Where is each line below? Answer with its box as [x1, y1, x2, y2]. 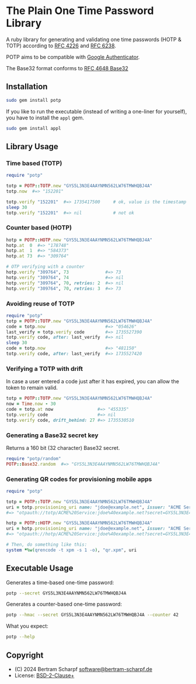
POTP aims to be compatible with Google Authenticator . [6, 53, 140, 60]
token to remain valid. [6, 384, 58, 391]
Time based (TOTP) [6, 159, 62, 167]
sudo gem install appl [6, 125, 61, 131]
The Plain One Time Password [6, 4, 154, 18]
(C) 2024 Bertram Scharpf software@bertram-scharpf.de [14, 666, 153, 673]
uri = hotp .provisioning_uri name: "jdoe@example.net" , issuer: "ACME [6, 525, 181, 532]
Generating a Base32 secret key [6, 431, 99, 439]
